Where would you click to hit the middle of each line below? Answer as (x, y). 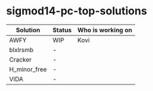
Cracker (20, 59)
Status (62, 30)
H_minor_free (28, 69)
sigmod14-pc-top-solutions (77, 11)
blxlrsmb (22, 50)
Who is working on (105, 30)
